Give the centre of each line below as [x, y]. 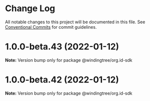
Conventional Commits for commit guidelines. [51, 27]
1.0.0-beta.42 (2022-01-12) [62, 80]
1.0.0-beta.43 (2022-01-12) [62, 47]
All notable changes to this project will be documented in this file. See [75, 22]
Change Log [30, 8]
